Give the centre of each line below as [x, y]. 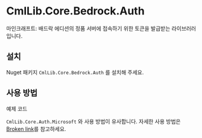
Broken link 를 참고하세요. [36, 129]
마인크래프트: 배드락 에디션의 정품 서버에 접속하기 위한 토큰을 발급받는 [88, 28]
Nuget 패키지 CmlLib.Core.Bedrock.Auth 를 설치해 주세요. [75, 72]
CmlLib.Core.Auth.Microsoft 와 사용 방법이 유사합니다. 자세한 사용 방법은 [93, 121]
